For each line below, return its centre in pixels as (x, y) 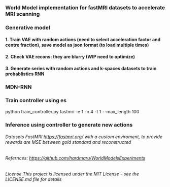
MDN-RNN (19, 87)
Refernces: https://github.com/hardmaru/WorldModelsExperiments (75, 158)
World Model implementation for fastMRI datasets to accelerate (85, 8)
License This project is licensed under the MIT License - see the (72, 174)
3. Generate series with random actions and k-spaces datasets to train (81, 68)
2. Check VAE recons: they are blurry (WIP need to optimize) (70, 57)
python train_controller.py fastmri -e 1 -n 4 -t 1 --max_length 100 (72, 111)
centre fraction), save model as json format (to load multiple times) (77, 45)
